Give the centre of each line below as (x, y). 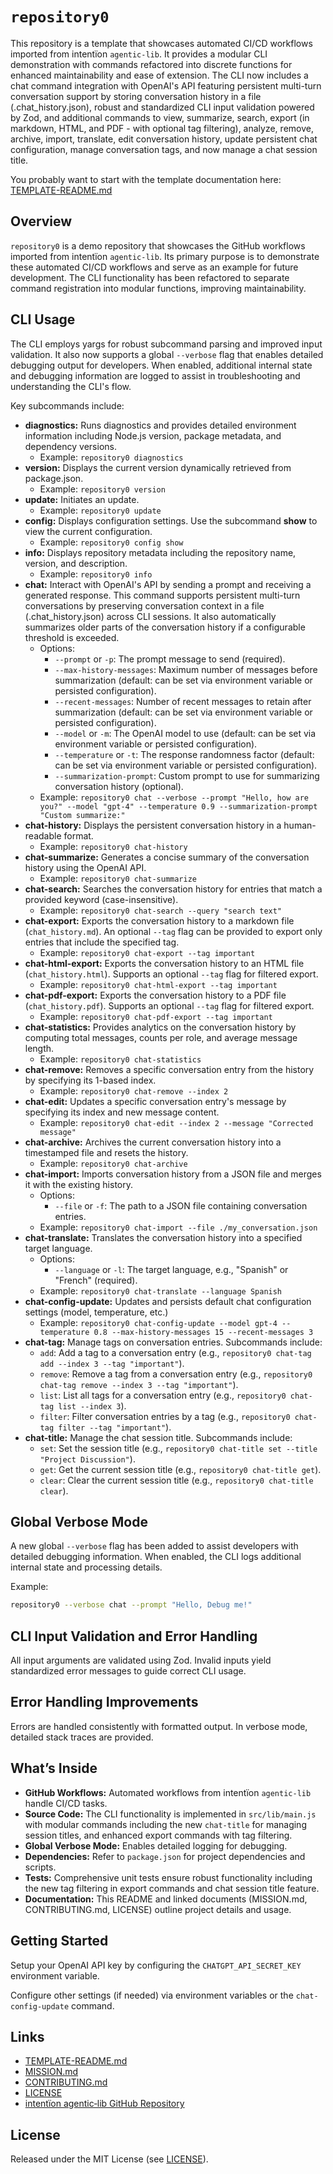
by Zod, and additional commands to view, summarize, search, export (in (160, 117)
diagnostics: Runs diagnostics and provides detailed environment (160, 425)
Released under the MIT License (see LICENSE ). (109, 2159)
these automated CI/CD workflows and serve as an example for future (154, 267)
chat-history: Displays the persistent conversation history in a (153, 825)
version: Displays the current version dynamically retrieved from (158, 467)
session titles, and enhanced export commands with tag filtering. (158, 1835)
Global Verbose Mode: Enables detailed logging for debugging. (156, 1845)
